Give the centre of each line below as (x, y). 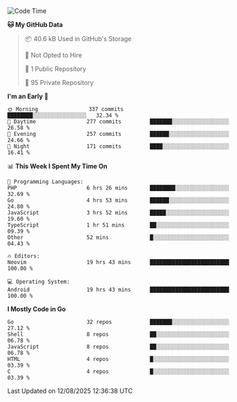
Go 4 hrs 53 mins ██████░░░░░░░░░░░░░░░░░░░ (118, 200)
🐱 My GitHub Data (35, 24)
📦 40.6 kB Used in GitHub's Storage (78, 39)
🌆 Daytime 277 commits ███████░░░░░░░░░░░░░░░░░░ (118, 122)
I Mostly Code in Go (36, 309)
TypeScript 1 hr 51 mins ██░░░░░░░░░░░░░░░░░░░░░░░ (118, 225)
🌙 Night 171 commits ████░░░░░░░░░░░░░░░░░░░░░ (118, 147)
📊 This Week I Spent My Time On (57, 166)
